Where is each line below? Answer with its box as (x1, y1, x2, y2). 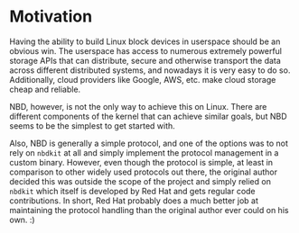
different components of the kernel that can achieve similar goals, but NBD (9, 111, 287, 121)
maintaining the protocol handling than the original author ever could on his (9, 204, 289, 215)
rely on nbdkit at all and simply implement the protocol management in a (9, 147, 279, 158)
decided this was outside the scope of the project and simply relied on (9, 175, 271, 186)
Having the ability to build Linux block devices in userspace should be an (9, 36, 281, 47)
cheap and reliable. (9, 84, 81, 94)
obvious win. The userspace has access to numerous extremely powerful (9, 45, 283, 56)
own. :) (9, 214, 35, 225)
